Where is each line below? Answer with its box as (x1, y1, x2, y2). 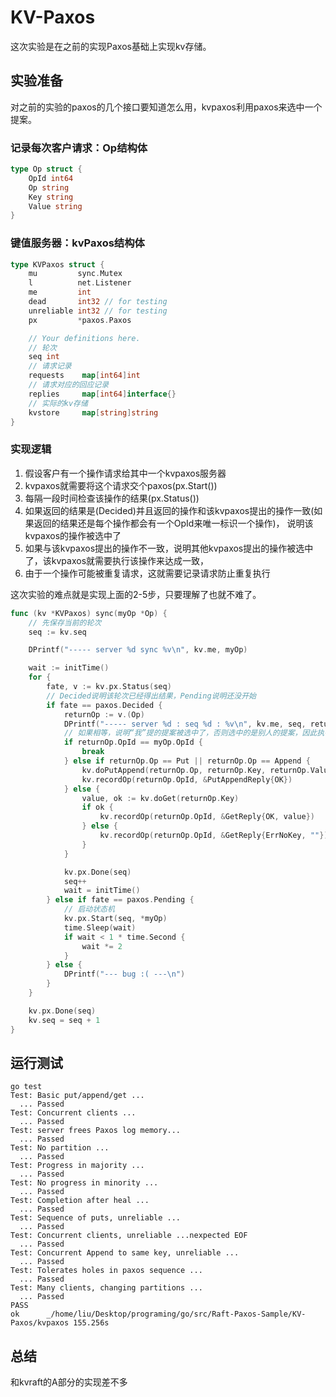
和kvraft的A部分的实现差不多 (10, 1376, 128, 1388)
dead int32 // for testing (28, 297, 168, 307)
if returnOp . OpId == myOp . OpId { (63, 737, 203, 748)
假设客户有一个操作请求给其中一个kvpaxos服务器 (24, 467, 227, 479)
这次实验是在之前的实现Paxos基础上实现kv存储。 (10, 40, 212, 52)
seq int (28, 352, 60, 362)
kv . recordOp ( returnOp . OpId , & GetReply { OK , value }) (99, 812, 315, 822)
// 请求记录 (28, 361, 72, 371)
